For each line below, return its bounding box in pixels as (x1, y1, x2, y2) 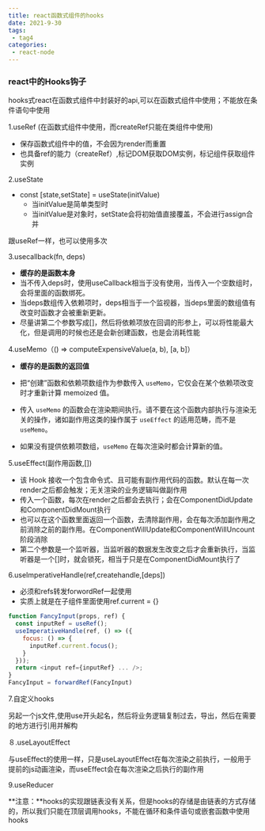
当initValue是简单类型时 (31, 200, 108, 209)
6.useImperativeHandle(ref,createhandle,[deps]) (8, 570, 166, 580)
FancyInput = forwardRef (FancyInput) (8, 679, 133, 687)
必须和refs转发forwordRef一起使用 (19, 587, 132, 597)
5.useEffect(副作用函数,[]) (8, 459, 93, 468)
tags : (8, 26, 26, 34)
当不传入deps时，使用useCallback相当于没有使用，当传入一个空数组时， (19, 278, 257, 288)
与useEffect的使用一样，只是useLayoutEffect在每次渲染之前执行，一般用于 (8, 754, 252, 764)
